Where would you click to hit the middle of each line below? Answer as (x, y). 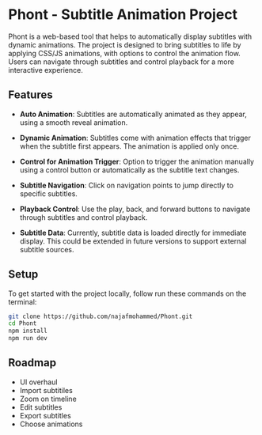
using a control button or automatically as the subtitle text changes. (129, 170)
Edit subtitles (41, 407)
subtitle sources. (47, 249)
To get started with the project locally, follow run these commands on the (127, 293)
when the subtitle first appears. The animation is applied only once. (129, 146)
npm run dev (28, 339)
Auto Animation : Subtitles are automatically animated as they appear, (133, 114)
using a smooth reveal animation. (74, 122)
